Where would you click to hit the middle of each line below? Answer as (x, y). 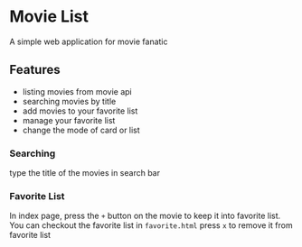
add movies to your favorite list (80, 111)
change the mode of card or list (81, 130)
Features (35, 70)
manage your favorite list (69, 120)
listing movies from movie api (77, 91)
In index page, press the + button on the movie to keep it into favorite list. (145, 216)
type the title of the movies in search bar (85, 173)
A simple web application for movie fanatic (89, 41)
